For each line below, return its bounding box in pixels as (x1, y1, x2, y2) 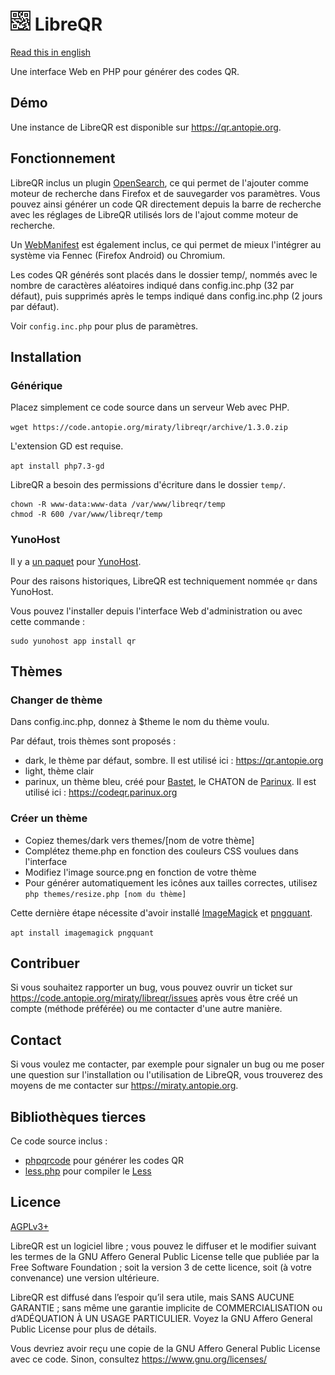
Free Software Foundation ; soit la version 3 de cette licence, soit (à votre (10, 1261, 312, 1273)
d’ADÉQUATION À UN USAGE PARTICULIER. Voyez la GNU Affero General (10, 1312, 313, 1324)
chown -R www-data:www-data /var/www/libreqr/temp (10, 500, 226, 510)
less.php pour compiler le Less (24, 1165, 152, 1177)
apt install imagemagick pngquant (10, 928, 155, 938)
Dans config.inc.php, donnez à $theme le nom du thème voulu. (10, 716, 270, 728)
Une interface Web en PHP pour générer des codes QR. (10, 65, 240, 77)
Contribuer (10, 955, 80, 972)
